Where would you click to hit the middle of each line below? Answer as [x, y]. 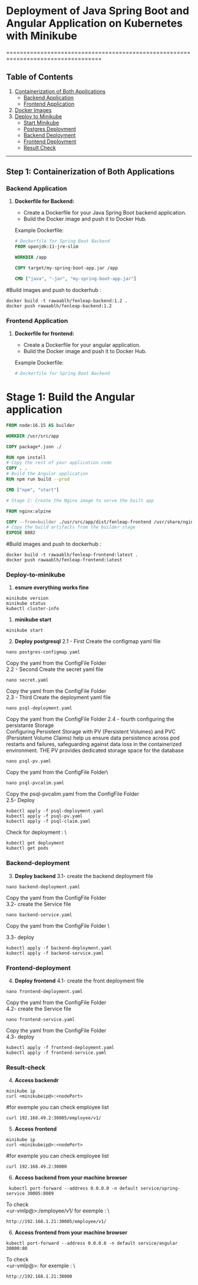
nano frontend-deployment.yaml [44, 992]
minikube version [27, 599]
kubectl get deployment [35, 843]
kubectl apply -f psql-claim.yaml [49, 821]
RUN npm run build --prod [38, 479]
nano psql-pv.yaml [29, 761]
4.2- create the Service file [39, 1009]
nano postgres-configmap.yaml [43, 652]
